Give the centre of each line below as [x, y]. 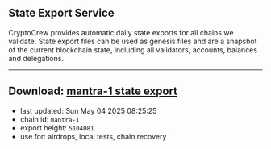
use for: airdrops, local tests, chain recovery [93, 136]
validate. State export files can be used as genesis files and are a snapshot [133, 41]
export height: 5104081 [57, 127]
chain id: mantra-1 [50, 119]
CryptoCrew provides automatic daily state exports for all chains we [121, 32]
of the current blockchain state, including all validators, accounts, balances [133, 50]
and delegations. [36, 58]
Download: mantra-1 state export [93, 91]
